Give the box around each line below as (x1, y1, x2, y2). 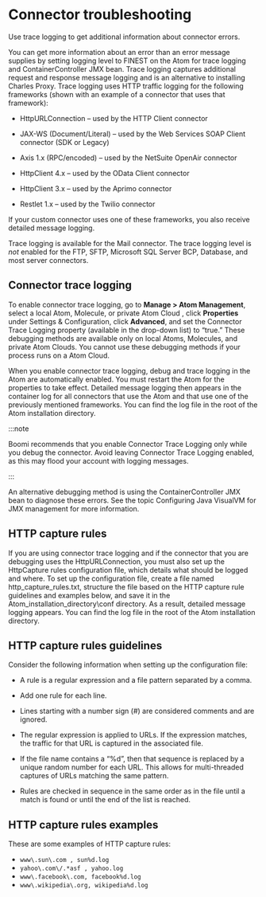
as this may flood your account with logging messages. (8, 456, 189, 465)
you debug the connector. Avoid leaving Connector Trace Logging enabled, (8, 448, 255, 457)
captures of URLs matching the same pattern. (19, 771, 169, 781)
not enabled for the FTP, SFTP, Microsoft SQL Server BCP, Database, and (8, 247, 249, 257)
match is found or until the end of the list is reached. (19, 795, 191, 805)
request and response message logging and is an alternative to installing (8, 72, 246, 82)
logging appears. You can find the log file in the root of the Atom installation (8, 607, 256, 617)
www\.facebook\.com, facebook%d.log (19, 873, 141, 881)
